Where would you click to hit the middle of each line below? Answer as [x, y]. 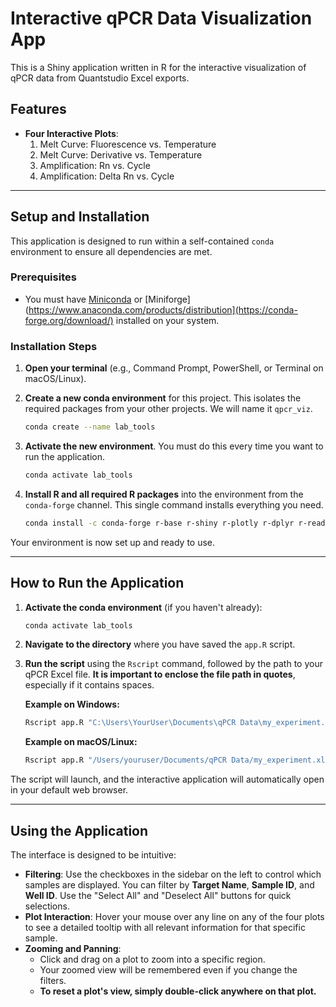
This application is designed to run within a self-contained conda [142, 241]
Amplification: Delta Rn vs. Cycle [107, 176]
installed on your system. [167, 320]
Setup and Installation [80, 217]
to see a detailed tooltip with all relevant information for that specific [165, 928]
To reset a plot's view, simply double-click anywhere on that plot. [178, 991]
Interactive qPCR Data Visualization [161, 18]
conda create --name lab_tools [90, 427]
